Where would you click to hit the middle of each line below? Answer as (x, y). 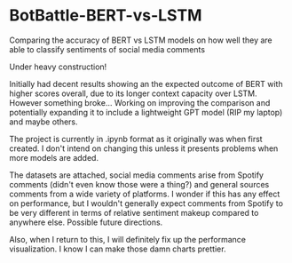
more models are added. (54, 157)
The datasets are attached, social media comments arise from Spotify (137, 175)
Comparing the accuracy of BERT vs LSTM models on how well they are (141, 40)
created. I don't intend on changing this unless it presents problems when (144, 148)
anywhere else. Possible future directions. (86, 222)
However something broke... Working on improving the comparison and (140, 102)
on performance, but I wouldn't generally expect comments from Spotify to (146, 203)
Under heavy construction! (58, 67)
